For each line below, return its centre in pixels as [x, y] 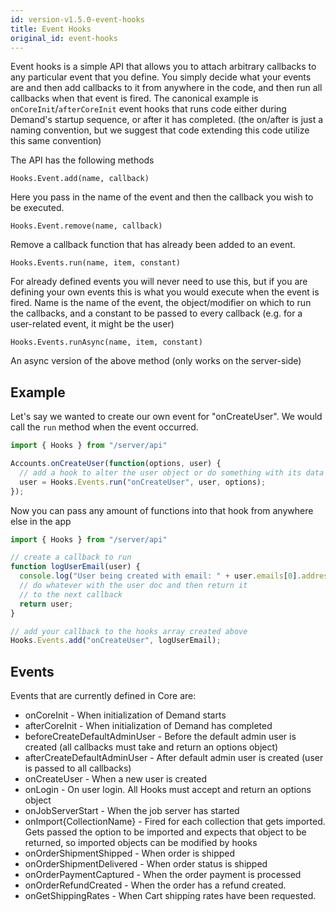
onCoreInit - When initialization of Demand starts [125, 715]
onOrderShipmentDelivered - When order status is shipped [146, 864]
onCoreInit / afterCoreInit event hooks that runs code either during [148, 109]
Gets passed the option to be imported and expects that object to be [165, 832]
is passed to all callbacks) [78, 768]
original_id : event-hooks [64, 38]
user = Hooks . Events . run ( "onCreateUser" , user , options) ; [143, 482]
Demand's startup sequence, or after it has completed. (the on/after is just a [167, 120]
